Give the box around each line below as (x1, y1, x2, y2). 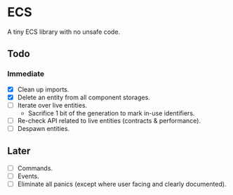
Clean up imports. (17, 85, 69, 94)
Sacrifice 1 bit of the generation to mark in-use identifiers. (27, 108, 195, 117)
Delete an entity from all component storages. (17, 93, 151, 101)
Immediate (7, 69, 45, 79)
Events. (17, 172, 40, 180)
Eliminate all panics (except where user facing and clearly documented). (17, 180, 227, 188)
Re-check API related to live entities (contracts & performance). (17, 116, 201, 125)
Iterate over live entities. (17, 101, 88, 109)
